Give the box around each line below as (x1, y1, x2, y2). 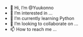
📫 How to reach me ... (10, 26, 57, 32)
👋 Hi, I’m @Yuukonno (10, 5, 54, 10)
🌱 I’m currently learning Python (10, 15, 74, 21)
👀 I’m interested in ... (10, 10, 53, 16)
